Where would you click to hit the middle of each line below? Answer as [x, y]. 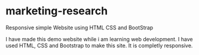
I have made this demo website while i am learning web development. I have [99, 39]
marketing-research [57, 11]
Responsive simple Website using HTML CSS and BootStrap [79, 27]
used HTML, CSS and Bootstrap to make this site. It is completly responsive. [99, 45]
